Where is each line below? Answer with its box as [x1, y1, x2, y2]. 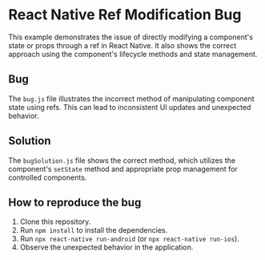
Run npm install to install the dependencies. [19, 225, 168, 235]
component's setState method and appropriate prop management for [8, 164, 238, 173]
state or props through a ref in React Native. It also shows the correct [8, 40, 237, 50]
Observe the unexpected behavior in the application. [19, 242, 194, 252]
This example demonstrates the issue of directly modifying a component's [8, 32, 254, 42]
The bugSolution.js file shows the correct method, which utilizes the [8, 155, 236, 165]
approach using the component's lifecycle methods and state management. [8, 49, 258, 59]
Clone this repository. [19, 217, 91, 226]
